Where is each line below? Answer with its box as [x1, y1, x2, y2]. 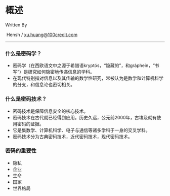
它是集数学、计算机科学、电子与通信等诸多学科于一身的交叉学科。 [12, 127, 150, 133]
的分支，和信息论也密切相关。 [12, 82, 75, 88]
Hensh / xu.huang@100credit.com [6, 31, 77, 38]
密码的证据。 [17, 120, 44, 127]
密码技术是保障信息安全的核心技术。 [12, 108, 89, 114]
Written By [5, 21, 27, 28]
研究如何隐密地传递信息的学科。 [27, 69, 95, 75]
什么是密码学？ [5, 50, 42, 57]
